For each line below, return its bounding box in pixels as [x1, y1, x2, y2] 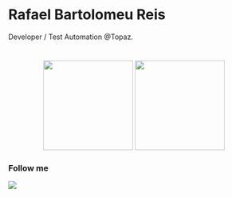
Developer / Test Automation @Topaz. [8, 32, 134, 41]
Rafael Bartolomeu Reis [8, 6, 166, 24]
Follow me [8, 163, 49, 174]
